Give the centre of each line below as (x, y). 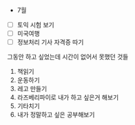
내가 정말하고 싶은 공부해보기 (56, 115)
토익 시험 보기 (35, 25)
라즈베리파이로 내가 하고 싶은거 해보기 (68, 97)
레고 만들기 (32, 89)
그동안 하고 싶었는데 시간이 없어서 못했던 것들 (68, 57)
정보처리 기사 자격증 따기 (50, 42)
